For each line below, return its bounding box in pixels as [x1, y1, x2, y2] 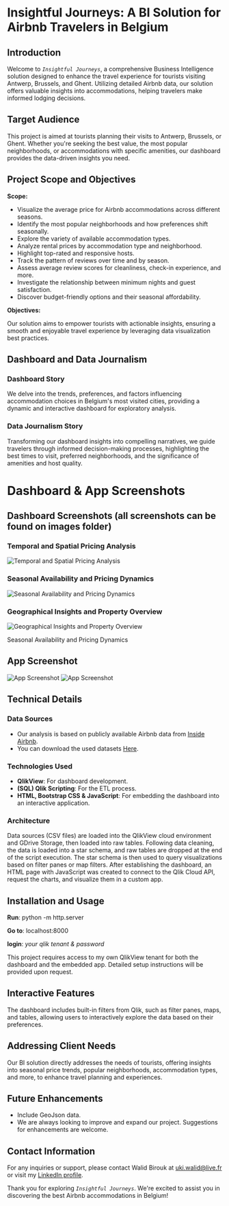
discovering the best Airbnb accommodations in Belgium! [7, 1192, 169, 1200]
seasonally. [16, 227, 49, 235]
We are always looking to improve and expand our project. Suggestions [16, 1118, 218, 1126]
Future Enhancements [7, 1093, 104, 1105]
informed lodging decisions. [7, 94, 86, 102]
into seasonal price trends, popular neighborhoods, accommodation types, [7, 1065, 218, 1074]
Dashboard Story [7, 374, 65, 383]
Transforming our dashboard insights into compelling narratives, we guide [7, 437, 215, 445]
